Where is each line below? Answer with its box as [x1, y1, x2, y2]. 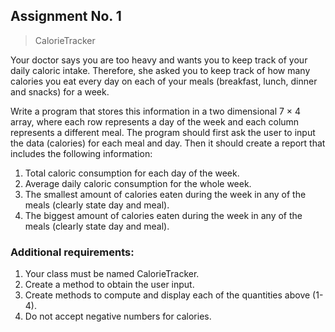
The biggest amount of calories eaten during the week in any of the [24, 209, 303, 221]
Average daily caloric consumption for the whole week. [24, 177, 252, 189]
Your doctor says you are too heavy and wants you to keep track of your [10, 54, 308, 66]
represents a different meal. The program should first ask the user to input [10, 126, 316, 138]
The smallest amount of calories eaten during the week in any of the [24, 188, 307, 200]
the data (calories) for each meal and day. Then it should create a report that [10, 137, 326, 149]
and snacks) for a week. [10, 85, 110, 98]
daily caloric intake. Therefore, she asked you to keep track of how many [10, 64, 311, 76]
